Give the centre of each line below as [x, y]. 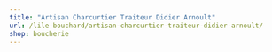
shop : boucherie [39, 33]
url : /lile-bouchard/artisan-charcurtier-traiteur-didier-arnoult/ [136, 26]
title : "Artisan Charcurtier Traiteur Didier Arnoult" [113, 17]
